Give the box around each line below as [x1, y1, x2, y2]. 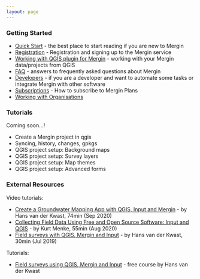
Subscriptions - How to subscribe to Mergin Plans [14, 86, 138, 94]
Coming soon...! [6, 122, 46, 129]
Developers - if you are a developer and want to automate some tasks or [14, 74, 194, 81]
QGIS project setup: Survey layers [14, 152, 99, 160]
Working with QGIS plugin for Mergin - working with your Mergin [14, 55, 174, 62]
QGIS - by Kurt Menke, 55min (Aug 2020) [14, 224, 117, 232]
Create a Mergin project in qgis [14, 133, 92, 141]
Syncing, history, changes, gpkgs [14, 140, 98, 147]
